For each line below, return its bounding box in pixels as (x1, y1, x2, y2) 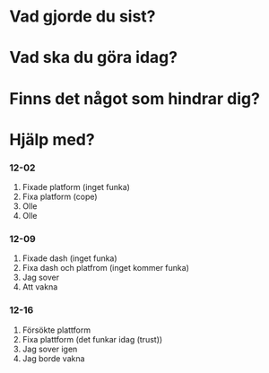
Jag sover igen (22, 343, 78, 354)
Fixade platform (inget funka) (22, 182, 130, 193)
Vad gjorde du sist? (9, 6, 156, 27)
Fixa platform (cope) (22, 191, 98, 203)
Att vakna (22, 282, 58, 292)
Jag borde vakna (22, 352, 85, 364)
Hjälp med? (9, 129, 96, 150)
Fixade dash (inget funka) (22, 253, 118, 264)
